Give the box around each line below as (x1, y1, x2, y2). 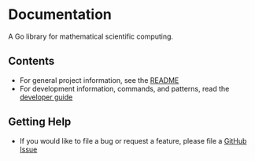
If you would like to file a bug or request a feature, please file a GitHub (19, 136, 247, 145)
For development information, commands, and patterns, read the (19, 84, 230, 93)
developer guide (19, 92, 73, 102)
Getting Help (8, 115, 72, 129)
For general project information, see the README (19, 75, 179, 84)
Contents (8, 54, 55, 68)
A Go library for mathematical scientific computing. (8, 32, 174, 41)
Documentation (8, 6, 113, 24)
